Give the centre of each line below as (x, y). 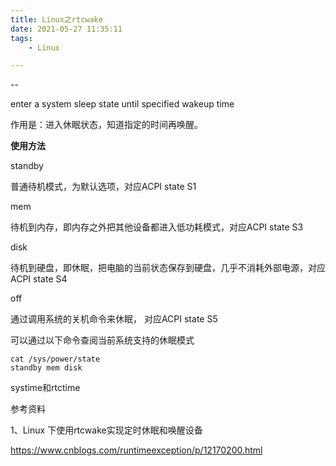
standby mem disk (46, 368)
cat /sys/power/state (55, 359)
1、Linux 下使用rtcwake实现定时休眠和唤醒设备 (106, 430)
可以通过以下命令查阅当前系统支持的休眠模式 (102, 340)
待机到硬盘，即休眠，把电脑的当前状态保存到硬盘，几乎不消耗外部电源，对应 (168, 268)
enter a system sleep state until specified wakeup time (122, 104)
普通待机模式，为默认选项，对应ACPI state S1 (103, 187)
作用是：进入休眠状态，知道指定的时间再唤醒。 (106, 125)
